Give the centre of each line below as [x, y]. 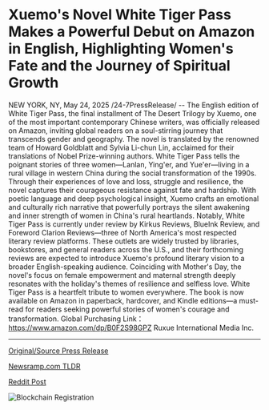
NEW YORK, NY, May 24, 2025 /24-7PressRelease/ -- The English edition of [134, 105]
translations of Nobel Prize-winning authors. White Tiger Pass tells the [124, 156]
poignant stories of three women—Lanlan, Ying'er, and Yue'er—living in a [129, 164]
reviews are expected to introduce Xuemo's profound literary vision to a [126, 258]
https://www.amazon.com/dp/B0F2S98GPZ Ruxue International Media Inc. [131, 328]
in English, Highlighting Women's [121, 49]
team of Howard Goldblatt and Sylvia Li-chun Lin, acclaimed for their [121, 147]
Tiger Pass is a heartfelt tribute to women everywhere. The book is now [126, 292]
